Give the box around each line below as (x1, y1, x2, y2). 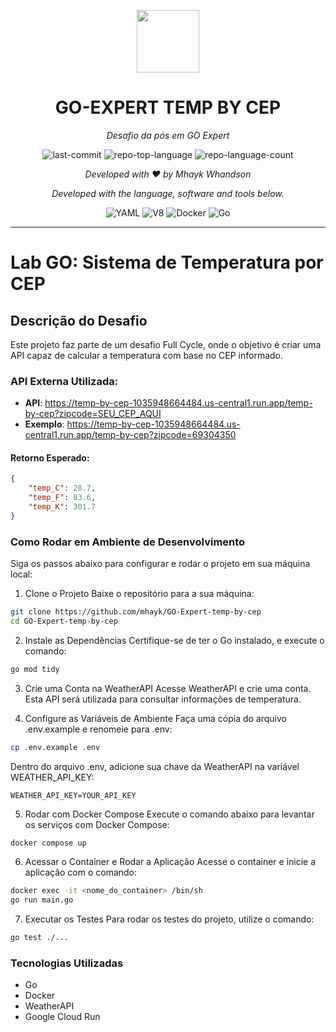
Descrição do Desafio (10, 312, 148, 329)
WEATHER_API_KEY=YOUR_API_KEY (10, 790, 137, 800)
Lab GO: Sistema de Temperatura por (10, 251, 324, 274)
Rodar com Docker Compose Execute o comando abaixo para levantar (24, 808, 315, 820)
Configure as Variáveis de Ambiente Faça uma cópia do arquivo (24, 712, 287, 724)
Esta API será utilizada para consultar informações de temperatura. (24, 693, 302, 705)
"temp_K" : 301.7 (28, 502, 97, 512)
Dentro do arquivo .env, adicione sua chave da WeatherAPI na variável (10, 760, 300, 772)
